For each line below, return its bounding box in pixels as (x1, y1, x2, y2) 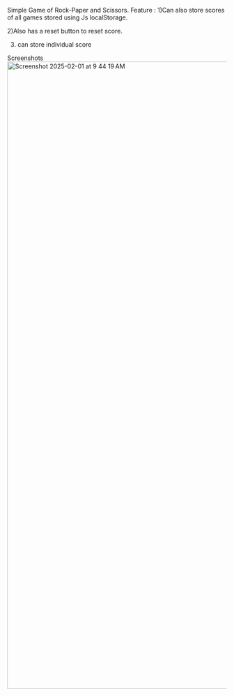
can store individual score (17, 40, 92, 48)
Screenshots (7, 54, 44, 62)
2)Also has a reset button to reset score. (7, 27, 123, 35)
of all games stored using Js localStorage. (7, 13, 128, 22)
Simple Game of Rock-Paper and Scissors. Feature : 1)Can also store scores (7, 6, 225, 14)
